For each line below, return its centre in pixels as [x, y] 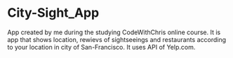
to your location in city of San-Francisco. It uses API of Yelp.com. [101, 47]
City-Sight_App [53, 13]
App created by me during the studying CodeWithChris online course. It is [114, 32]
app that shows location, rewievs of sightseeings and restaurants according [117, 39]
